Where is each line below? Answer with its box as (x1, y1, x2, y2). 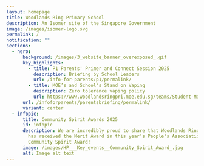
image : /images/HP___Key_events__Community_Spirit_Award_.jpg (22, 144, 183, 151)
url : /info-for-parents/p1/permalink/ (33, 77, 132, 83)
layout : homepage (6, 9, 50, 15)
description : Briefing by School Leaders (33, 71, 140, 77)
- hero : (12, 49, 32, 55)
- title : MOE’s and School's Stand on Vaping (28, 83, 146, 89)
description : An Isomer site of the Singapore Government (6, 20, 156, 26)
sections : (6, 43, 32, 49)
